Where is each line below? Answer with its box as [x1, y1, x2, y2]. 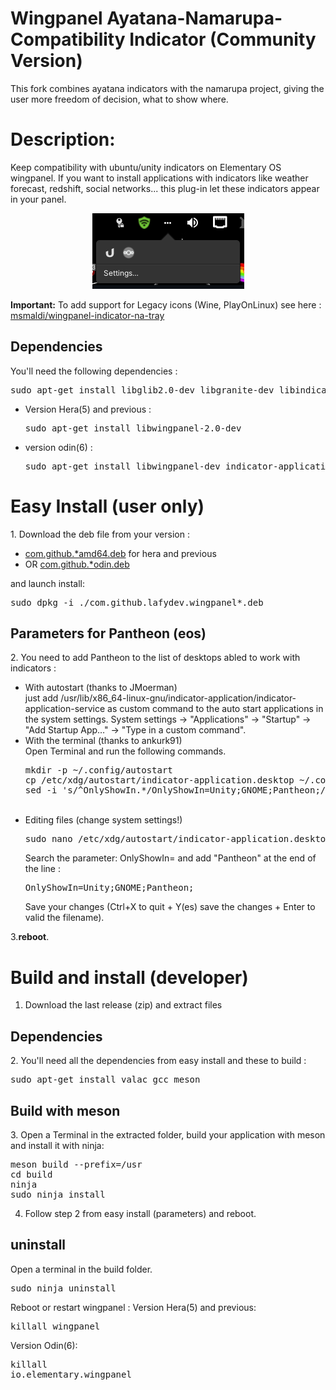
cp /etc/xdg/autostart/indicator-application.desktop [24, 775, 295, 786]
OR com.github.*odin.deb [24, 558, 130, 570]
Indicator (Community [129, 28, 317, 51]
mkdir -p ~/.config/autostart [24, 765, 173, 776]
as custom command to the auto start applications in [107, 703, 324, 715]
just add [24, 692, 59, 704]
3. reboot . [10, 931, 50, 943]
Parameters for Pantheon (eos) [10, 625, 207, 642]
